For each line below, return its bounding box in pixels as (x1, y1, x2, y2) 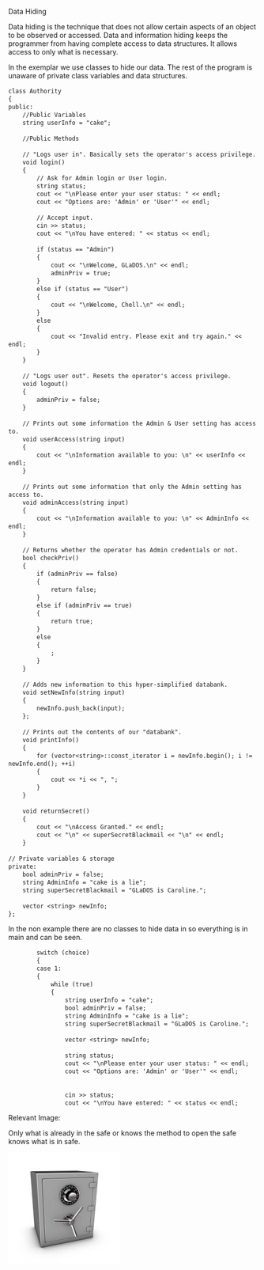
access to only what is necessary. (8, 47, 119, 56)
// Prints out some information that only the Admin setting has (22, 483, 243, 491)
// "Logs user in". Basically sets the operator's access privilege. (22, 150, 257, 158)
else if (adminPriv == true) (36, 601, 133, 609)
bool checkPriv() (22, 554, 80, 562)
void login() (22, 158, 66, 166)
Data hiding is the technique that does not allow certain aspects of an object (8, 22, 257, 31)
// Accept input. (36, 214, 93, 222)
